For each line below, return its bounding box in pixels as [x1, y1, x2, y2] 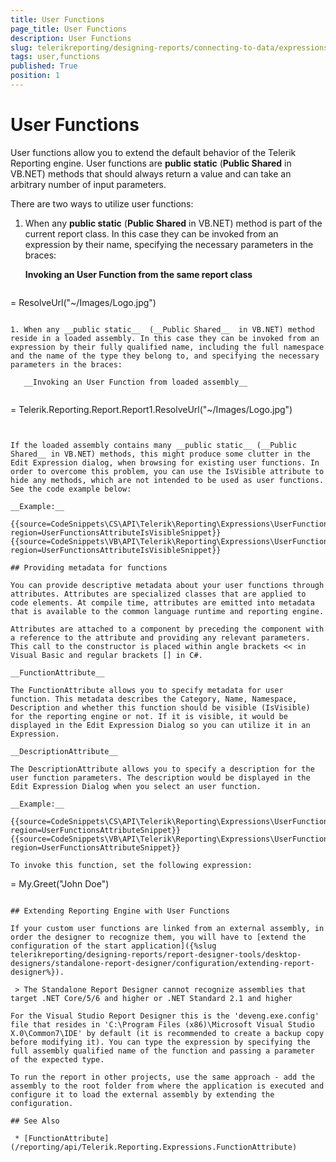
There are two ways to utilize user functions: [10, 197, 194, 210]
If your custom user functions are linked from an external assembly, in [10, 923, 325, 933]
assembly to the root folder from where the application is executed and [10, 1081, 325, 1091]
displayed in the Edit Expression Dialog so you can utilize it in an [10, 720, 311, 730]
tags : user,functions [10, 52, 101, 62]
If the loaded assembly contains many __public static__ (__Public [10, 440, 298, 450]
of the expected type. [10, 1054, 105, 1065]
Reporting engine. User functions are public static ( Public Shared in [10, 157, 292, 169]
